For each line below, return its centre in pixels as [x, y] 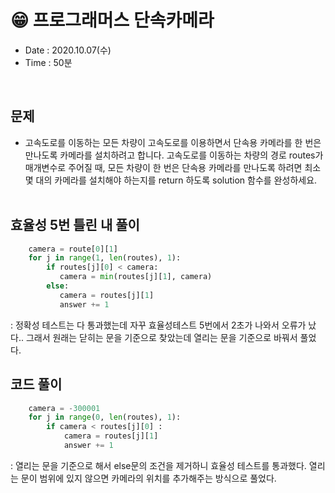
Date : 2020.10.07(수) [68, 50]
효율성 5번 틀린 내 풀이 [75, 225]
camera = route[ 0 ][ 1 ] [73, 249]
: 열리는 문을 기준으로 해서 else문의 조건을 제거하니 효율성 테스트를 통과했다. [158, 465]
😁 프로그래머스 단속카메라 [112, 20]
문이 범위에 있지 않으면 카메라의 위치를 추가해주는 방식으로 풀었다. [148, 478]
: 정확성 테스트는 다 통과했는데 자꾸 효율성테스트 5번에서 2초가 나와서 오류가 [158, 325]
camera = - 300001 [64, 408]
